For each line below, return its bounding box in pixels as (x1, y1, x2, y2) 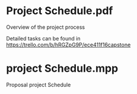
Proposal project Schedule (6, 81, 71, 88)
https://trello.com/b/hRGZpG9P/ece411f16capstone (6, 41, 131, 48)
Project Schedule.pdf (6, 4, 113, 18)
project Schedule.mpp (6, 62, 119, 75)
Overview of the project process (6, 23, 85, 31)
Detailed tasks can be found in (6, 35, 81, 42)
